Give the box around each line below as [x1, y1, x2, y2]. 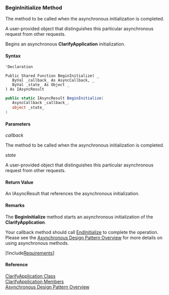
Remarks [5, 202, 25, 208]
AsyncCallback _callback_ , [12, 100, 70, 106]
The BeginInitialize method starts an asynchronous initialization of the [5, 214, 153, 220]
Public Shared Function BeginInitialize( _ [5, 73, 100, 78]
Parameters [5, 121, 31, 127]
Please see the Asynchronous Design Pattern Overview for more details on [5, 235, 163, 241]
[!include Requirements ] [5, 250, 55, 256]
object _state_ [12, 105, 44, 110]
